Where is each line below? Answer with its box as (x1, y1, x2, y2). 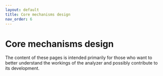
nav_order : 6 (5, 16, 33, 21)
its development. (5, 65, 40, 71)
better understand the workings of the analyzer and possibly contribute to (5, 60, 158, 66)
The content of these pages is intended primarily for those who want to (5, 54, 152, 60)
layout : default (5, 7, 39, 12)
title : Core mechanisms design (5, 12, 71, 17)
